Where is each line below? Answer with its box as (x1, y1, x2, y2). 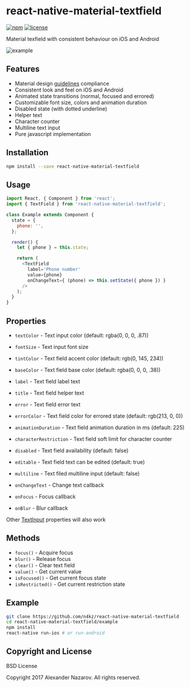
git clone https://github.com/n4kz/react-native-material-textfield (6, 613, 179, 619)
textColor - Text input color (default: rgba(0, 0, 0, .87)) (14, 332, 149, 339)
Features (6, 64, 40, 74)
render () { (11, 239, 39, 245)
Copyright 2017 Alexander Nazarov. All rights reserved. (6, 673, 141, 681)
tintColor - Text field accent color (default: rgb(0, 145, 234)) (14, 355, 164, 362)
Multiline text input (14, 124, 61, 131)
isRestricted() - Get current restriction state (14, 581, 126, 588)
